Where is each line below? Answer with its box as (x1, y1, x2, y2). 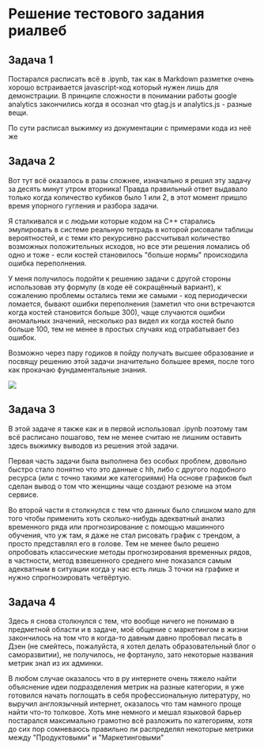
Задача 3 (8, 403, 56, 416)
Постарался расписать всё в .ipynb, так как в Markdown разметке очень (8, 75, 255, 83)
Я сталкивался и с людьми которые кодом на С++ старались (8, 216, 216, 226)
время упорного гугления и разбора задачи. (8, 201, 160, 210)
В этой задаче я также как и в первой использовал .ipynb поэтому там (8, 423, 247, 433)
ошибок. (8, 332, 37, 342)
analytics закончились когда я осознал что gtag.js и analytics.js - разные (8, 100, 252, 109)
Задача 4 (8, 595, 56, 609)
